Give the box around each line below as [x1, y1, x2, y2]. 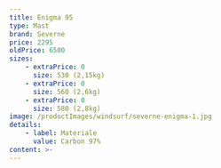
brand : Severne [9, 29, 66, 38]
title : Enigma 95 [9, 12, 74, 22]
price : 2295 [9, 37, 53, 47]
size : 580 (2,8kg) [32, 104, 101, 113]
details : [9, 121, 42, 130]
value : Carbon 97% [32, 137, 101, 146]
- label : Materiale [25, 129, 98, 138]
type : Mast [9, 21, 50, 30]
